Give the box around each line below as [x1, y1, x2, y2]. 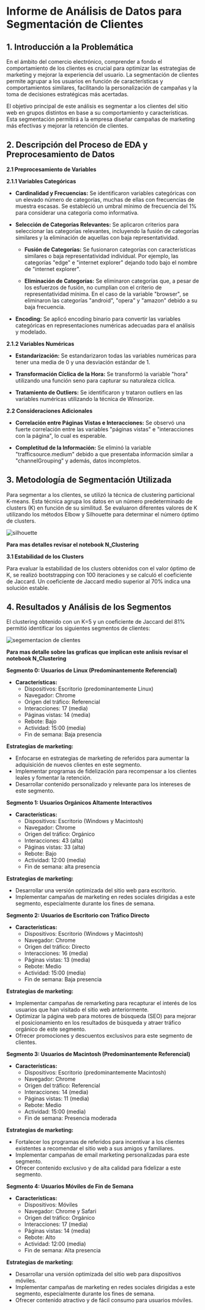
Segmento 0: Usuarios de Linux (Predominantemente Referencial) [6, 667, 177, 674]
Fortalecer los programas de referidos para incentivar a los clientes [15, 1138, 185, 1146]
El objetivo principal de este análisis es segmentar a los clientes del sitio [6, 102, 188, 110]
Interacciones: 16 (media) [24, 949, 89, 957]
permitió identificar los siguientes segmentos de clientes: [6, 624, 151, 632]
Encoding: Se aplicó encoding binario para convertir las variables [15, 315, 181, 323]
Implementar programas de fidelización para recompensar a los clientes [15, 768, 197, 775]
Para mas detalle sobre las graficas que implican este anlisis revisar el [6, 648, 188, 656]
